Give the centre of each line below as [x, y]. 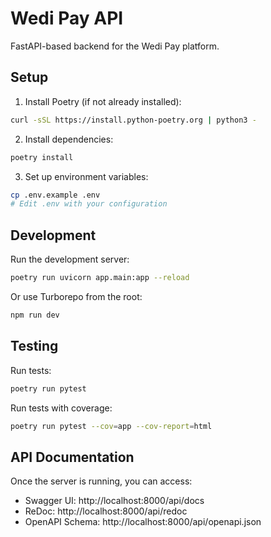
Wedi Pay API [67, 18]
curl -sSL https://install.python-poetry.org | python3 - [133, 120]
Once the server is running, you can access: [101, 481]
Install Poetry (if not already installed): [103, 101]
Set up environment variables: [86, 176]
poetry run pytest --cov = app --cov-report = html [111, 426]
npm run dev [35, 315]
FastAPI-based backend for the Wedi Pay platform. [115, 46]
